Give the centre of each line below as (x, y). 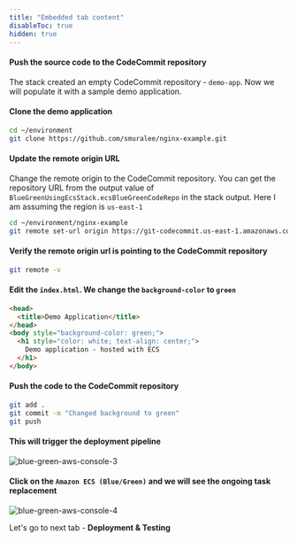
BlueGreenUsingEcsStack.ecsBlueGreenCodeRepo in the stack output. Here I (142, 197)
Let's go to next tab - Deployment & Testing (90, 527)
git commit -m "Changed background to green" (94, 413)
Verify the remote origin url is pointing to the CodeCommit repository (138, 251)
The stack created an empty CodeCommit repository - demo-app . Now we (142, 81)
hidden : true (33, 34)
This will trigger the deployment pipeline (85, 441)
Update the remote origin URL (65, 159)
